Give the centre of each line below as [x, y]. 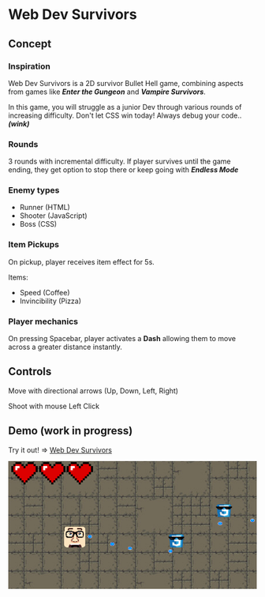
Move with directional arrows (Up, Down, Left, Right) [93, 390]
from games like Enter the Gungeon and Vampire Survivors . [107, 92]
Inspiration [30, 66]
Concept [30, 44]
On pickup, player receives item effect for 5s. [82, 261]
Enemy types [34, 190]
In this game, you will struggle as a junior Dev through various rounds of [125, 107]
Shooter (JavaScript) [54, 216]
